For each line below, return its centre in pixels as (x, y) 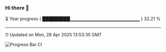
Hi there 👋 (17, 8)
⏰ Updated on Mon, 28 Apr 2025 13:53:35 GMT (54, 35)
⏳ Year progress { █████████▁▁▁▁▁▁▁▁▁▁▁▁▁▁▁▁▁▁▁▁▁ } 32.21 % (83, 19)
